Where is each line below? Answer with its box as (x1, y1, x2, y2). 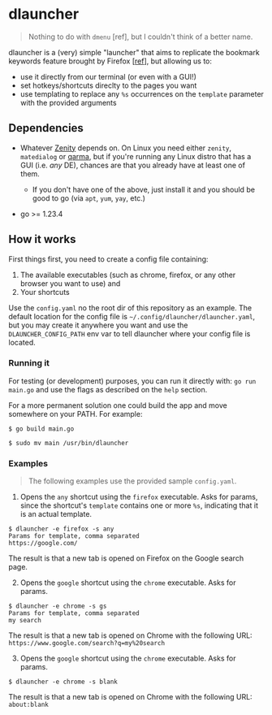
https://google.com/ (8, 539, 79, 548)
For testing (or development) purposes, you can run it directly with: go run (8, 375, 257, 386)
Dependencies (8, 121, 84, 135)
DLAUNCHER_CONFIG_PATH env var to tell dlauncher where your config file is (8, 328, 251, 338)
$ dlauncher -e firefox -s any (8, 525, 114, 533)
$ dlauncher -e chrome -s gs (8, 602, 107, 610)
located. (8, 337, 36, 347)
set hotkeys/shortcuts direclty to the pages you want (19, 80, 197, 90)
